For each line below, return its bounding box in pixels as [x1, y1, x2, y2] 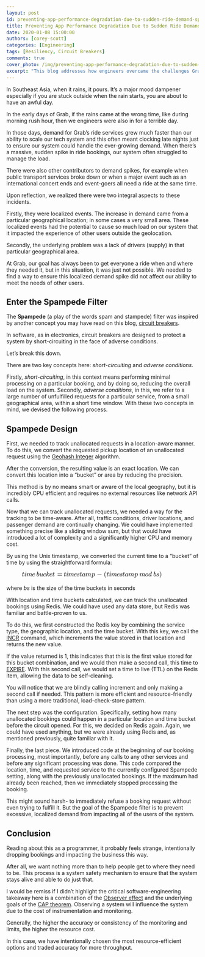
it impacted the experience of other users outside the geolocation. [6, 229, 173, 237]
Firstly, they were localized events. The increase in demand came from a [6, 210, 189, 217]
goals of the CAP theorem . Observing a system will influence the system [6, 900, 189, 908]
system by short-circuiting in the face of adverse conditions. [6, 338, 159, 345]
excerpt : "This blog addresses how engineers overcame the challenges [6, 68, 190, 74]
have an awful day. [6, 99, 54, 106]
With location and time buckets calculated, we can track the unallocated [6, 597, 188, 604]
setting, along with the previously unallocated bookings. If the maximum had [6, 773, 198, 780]
